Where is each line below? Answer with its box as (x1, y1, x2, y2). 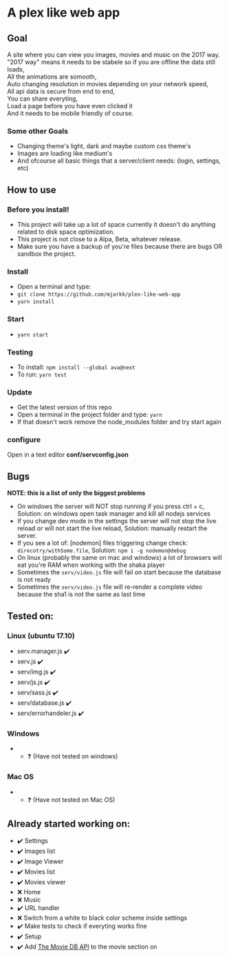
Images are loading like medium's (17, 150, 113, 158)
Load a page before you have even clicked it (7, 102, 133, 110)
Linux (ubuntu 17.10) (7, 631, 76, 641)
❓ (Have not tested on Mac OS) (27, 795, 116, 804)
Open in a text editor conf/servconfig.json (7, 450, 129, 459)
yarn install (17, 299, 55, 305)
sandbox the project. (17, 250, 76, 258)
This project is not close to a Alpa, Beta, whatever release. (17, 234, 182, 243)
